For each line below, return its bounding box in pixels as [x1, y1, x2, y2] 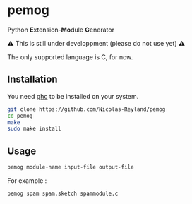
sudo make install [7, 126, 61, 133]
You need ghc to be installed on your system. [7, 92, 139, 100]
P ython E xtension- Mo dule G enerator [7, 25, 115, 34]
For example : [7, 176, 47, 185]
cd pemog [7, 112, 33, 119]
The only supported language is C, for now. [7, 52, 133, 61]
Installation [7, 73, 58, 85]
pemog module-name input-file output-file [7, 164, 134, 171]
